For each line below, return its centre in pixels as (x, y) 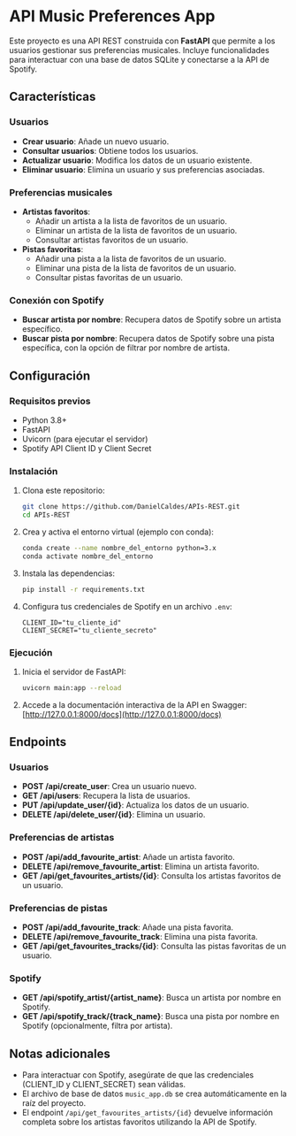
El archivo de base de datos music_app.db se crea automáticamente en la (154, 1094)
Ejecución (31, 652)
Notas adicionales (60, 1053)
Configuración (50, 376)
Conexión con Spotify (57, 300)
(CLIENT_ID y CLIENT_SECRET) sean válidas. (104, 1085)
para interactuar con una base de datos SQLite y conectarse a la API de (139, 59)
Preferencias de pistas (58, 908)
